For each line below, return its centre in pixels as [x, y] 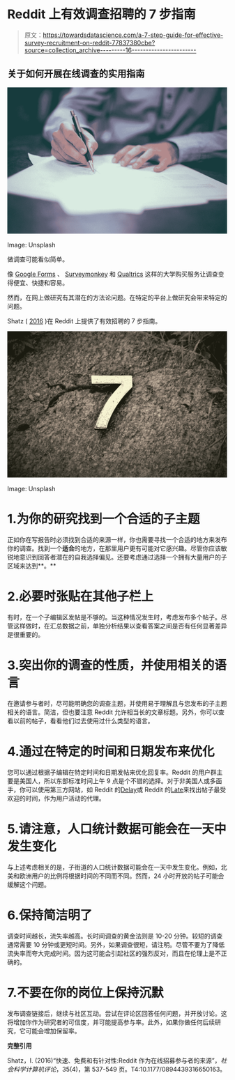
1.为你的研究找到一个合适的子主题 [104, 519]
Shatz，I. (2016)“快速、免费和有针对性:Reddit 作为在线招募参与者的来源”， [114, 1060]
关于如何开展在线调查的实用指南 [76, 74]
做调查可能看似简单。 [38, 259]
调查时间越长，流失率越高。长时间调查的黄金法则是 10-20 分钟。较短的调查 [115, 936]
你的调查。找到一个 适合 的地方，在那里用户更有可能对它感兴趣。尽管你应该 [114, 548]
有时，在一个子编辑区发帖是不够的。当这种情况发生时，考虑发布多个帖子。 [114, 617]
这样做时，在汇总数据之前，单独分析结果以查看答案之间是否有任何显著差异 [120, 626]
